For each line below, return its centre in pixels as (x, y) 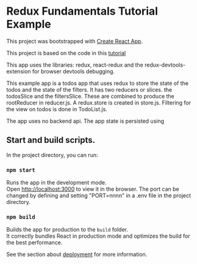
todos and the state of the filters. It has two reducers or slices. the (89, 89)
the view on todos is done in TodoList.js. (57, 109)
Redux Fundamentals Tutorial (82, 11)
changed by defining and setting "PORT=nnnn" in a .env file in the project (99, 196)
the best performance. (34, 243)
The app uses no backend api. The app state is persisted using (85, 121)
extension (19, 71)
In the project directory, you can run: (52, 155)
